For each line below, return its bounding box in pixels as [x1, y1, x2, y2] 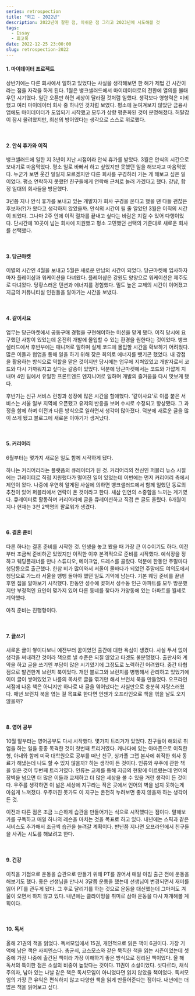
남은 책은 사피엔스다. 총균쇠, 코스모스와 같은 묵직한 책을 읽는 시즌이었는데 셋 [16, 947, 189, 954]
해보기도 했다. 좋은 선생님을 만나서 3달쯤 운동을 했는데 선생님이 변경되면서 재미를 [6, 878, 189, 885]
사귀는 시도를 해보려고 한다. [12, 830, 75, 838]
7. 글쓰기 [6, 632, 26, 639]
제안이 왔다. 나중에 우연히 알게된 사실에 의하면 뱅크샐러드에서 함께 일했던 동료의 [6, 481, 186, 488]
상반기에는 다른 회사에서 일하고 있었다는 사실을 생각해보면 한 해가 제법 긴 [6, 80, 171, 87]
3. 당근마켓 [6, 253, 31, 260]
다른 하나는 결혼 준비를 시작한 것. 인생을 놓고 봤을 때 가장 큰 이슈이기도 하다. [6, 543, 178, 550]
